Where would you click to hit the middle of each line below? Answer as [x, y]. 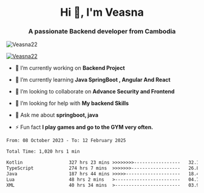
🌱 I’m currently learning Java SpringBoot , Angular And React [93, 80]
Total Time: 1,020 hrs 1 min [43, 152]
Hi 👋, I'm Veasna [102, 12]
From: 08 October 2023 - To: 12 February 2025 [66, 141]
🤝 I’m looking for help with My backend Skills [72, 103]
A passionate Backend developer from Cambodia [102, 32]
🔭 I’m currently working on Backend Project [70, 68]
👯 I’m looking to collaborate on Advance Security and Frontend [95, 92]
